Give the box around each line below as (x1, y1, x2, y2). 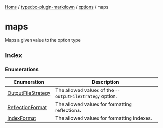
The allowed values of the (55, 87, 114, 93)
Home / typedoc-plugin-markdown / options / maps (5, 4, 109, 10)
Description (91, 78, 120, 85)
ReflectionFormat (7, 104, 47, 110)
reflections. (55, 107, 81, 113)
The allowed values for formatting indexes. (55, 114, 152, 121)
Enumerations (5, 66, 39, 73)
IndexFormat (7, 114, 36, 121)
